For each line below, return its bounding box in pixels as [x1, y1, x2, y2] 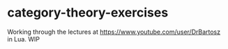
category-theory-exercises [7, 5, 169, 21]
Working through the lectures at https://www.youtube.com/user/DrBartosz [7, 28, 221, 36]
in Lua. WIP [7, 35, 40, 43]
